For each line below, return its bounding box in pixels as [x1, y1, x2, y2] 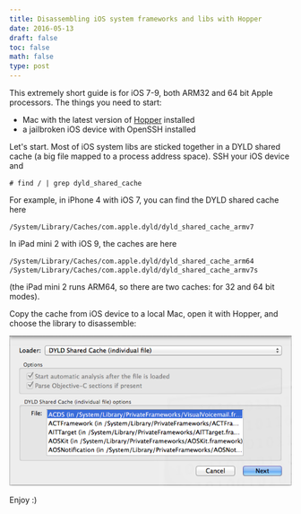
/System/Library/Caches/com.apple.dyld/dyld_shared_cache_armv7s [9, 266, 258, 274]
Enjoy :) [9, 494, 38, 505]
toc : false [9, 43, 50, 52]
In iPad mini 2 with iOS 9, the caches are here [9, 239, 177, 248]
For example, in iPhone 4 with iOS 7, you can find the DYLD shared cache [9, 195, 279, 205]
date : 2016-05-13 [9, 23, 74, 33]
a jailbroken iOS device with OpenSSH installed [21, 124, 196, 135]
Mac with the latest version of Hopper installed [21, 115, 195, 125]
